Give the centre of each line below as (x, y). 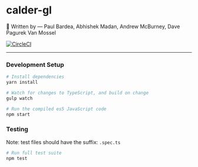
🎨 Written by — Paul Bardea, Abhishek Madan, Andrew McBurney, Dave (93, 26)
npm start (18, 114)
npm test (17, 158)
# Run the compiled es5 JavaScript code (57, 109)
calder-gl (29, 10)
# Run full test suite (34, 153)
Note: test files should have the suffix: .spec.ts (63, 142)
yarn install (22, 83)
